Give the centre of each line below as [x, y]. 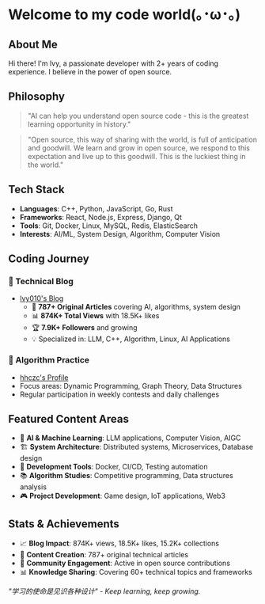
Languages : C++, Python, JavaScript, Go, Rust [96, 208]
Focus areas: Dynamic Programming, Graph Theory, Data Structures [131, 386]
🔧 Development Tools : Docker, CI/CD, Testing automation [114, 467]
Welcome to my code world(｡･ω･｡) [125, 15]
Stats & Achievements [64, 524]
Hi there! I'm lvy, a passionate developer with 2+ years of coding [114, 63]
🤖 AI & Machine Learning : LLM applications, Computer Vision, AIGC [130, 438]
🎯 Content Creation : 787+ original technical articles [104, 555]
